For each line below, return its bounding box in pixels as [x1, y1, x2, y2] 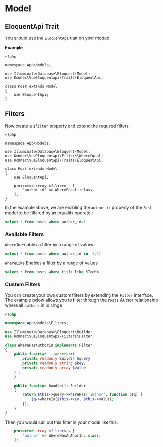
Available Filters [5, 231, 44, 238]
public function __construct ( [14, 352, 75, 357]
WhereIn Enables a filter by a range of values [5, 242, 94, 247]
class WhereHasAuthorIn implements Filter [5, 343, 92, 348]
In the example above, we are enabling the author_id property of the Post [5, 205, 152, 210]
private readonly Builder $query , [22, 356, 92, 361]
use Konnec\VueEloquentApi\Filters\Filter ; [5, 334, 95, 339]
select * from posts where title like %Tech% [5, 269, 99, 274]
